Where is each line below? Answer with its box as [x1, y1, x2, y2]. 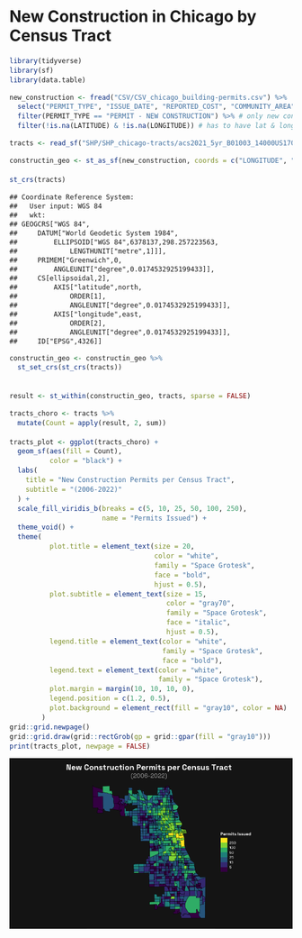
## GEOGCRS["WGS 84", [9, 219, 91, 229]
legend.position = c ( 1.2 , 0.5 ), [49, 694, 171, 704]
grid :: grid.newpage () [9, 723, 91, 732]
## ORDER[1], [9, 291, 106, 301]
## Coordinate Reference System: [9, 192, 135, 202]
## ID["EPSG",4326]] [9, 336, 102, 346]
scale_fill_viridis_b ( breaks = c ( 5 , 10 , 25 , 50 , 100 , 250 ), [17, 504, 247, 513]
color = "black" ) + [49, 457, 123, 466]
